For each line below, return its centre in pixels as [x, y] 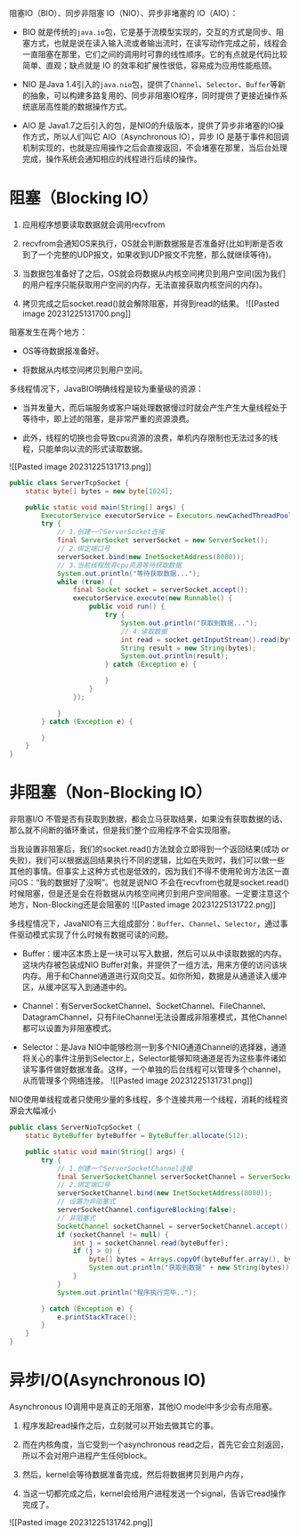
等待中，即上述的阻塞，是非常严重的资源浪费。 [108, 419]
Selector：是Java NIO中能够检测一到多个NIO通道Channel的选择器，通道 [154, 1047]
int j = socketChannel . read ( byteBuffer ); [150, 1243]
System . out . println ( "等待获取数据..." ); [129, 573]
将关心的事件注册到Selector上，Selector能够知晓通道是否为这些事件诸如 [154, 1059]
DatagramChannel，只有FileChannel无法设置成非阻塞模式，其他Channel [154, 1017]
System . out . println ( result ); [174, 656]
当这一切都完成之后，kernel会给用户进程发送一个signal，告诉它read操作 [154, 1493]
